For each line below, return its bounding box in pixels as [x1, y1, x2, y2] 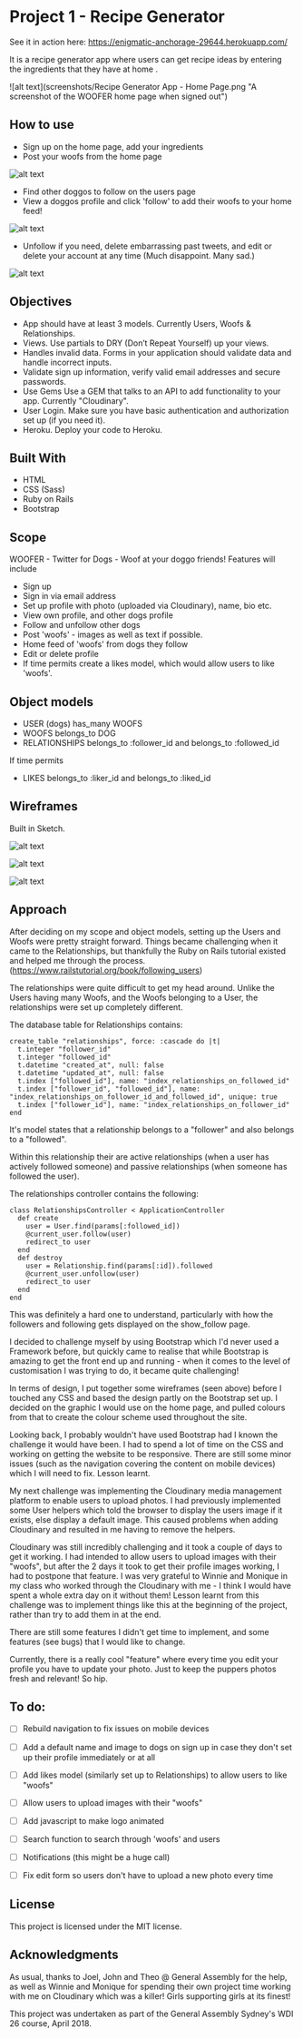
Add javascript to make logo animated [22, 1815, 165, 1826]
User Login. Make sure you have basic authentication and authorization [22, 405, 289, 416]
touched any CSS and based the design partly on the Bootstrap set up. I [9, 1392, 279, 1403]
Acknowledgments [9, 1947, 120, 1963]
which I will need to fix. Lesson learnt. [9, 1467, 151, 1478]
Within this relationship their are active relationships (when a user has [9, 1151, 269, 1162]
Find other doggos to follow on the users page [22, 186, 197, 197]
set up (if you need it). [22, 415, 106, 426]
